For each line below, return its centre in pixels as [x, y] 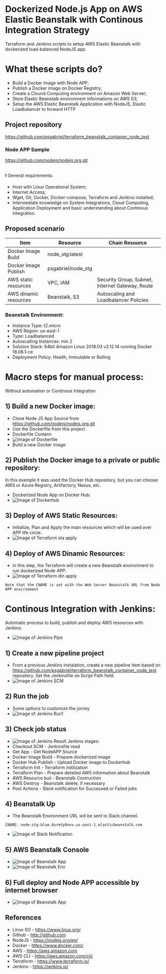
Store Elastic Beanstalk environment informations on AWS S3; [75, 99]
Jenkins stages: [83, 741]
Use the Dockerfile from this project [49, 429]
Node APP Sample [27, 150]
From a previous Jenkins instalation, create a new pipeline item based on [86, 665]
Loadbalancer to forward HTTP [44, 109]
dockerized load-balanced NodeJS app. [46, 49]
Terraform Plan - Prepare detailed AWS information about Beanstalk [81, 772]
